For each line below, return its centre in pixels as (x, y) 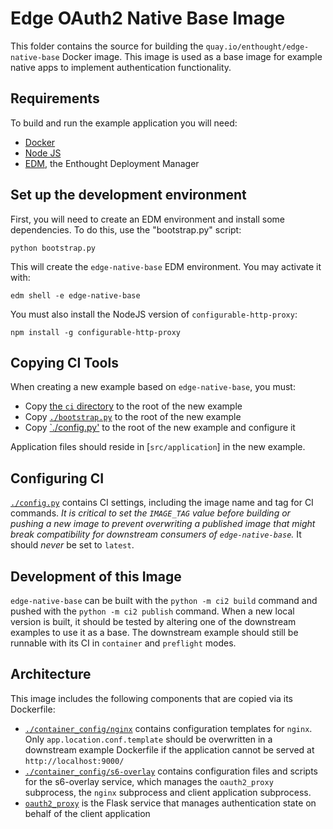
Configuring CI (57, 478)
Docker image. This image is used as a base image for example (192, 56)
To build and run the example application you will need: (124, 123)
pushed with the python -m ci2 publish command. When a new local (152, 611)
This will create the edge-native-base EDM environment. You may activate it (166, 266)
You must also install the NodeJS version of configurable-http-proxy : (154, 314)
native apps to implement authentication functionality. (121, 67)
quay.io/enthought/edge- (257, 47)
